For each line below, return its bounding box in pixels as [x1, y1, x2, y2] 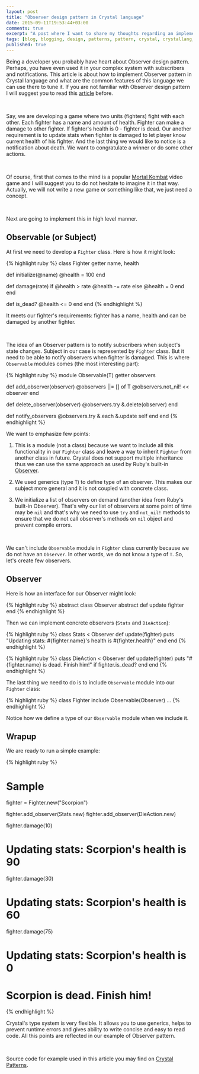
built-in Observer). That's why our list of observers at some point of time [14, 502, 192, 509]
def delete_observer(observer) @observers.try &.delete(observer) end [6, 401, 178, 408]
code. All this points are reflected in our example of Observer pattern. [6, 1032, 176, 1040]
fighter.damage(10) [6, 822, 53, 829]
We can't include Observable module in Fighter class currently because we [6, 544, 190, 552]
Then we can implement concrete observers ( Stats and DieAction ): [6, 619, 171, 626]
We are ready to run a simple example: [6, 747, 101, 754]
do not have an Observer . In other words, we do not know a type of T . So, [6, 550, 184, 557]
